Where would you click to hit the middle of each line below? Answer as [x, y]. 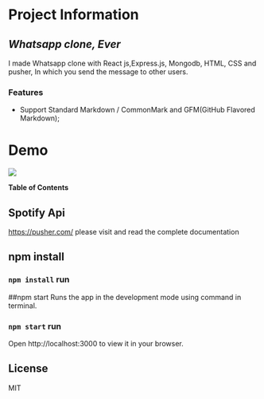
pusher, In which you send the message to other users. [98, 72]
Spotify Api [37, 213]
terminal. [23, 306]
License [28, 369]
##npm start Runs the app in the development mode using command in [125, 297]
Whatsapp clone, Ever [64, 44]
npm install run [39, 279]
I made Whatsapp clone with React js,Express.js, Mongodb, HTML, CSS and [132, 63]
